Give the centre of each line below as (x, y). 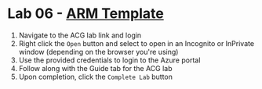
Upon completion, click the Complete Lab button (96, 77)
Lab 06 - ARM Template (86, 14)
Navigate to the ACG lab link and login (80, 35)
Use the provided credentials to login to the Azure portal (109, 60)
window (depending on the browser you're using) (98, 52)
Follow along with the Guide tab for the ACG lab (96, 68)
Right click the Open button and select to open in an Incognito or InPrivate (136, 43)
